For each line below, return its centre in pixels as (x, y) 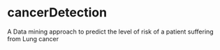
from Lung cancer (33, 38)
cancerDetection (57, 13)
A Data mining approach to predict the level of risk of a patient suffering (111, 32)
